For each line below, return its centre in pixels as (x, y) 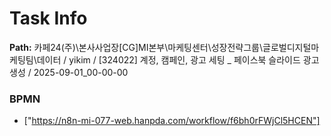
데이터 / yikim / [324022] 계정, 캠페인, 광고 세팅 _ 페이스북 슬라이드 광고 (178, 59)
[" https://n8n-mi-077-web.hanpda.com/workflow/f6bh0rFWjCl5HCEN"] (172, 121)
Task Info (48, 18)
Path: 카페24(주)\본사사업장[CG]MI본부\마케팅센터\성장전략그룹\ (136, 47)
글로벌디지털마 (291, 47)
